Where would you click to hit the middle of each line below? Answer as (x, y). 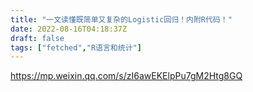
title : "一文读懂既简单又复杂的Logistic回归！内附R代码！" (121, 19)
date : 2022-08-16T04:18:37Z (69, 29)
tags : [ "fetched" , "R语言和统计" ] (76, 47)
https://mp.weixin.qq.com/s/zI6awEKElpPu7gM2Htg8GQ (126, 76)
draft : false (37, 38)
